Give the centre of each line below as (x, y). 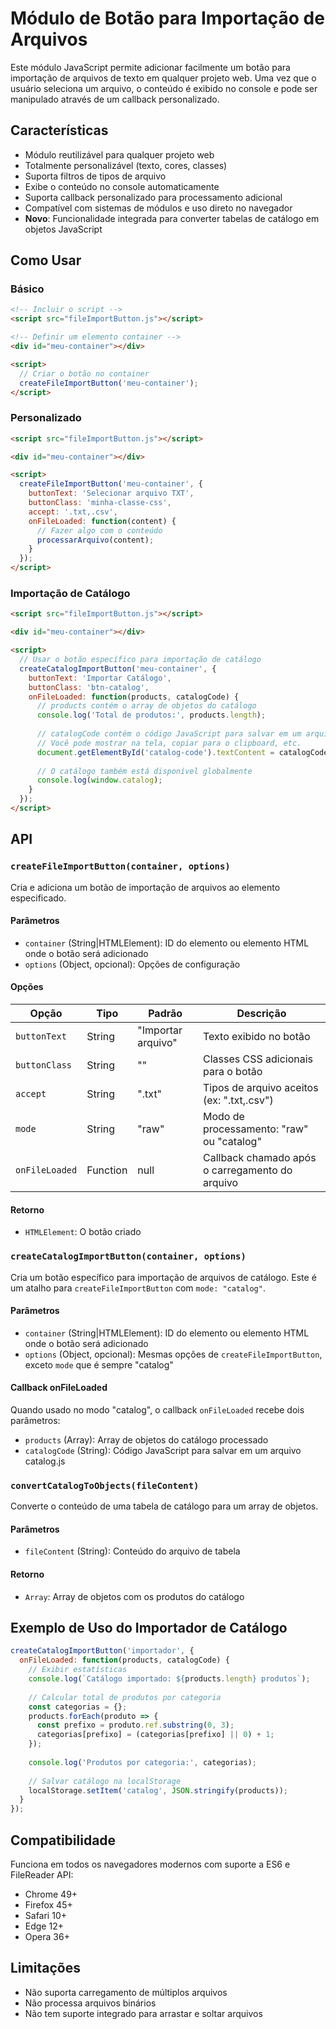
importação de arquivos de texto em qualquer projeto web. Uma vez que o (163, 78)
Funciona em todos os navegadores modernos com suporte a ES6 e (150, 1864)
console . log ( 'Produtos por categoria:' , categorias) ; (142, 1762)
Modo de (223, 1116)
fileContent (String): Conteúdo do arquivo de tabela (132, 1551)
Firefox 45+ (48, 1904)
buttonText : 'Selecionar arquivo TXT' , (111, 493)
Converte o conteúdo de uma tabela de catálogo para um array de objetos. (164, 1506)
